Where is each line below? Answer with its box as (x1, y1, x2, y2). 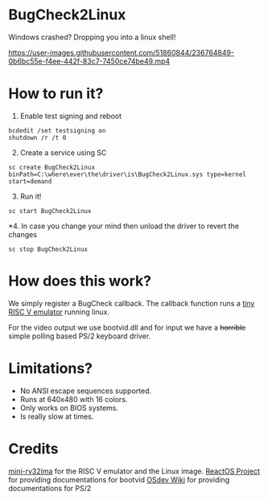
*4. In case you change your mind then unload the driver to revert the (8, 221, 240, 231)
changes (8, 229, 38, 239)
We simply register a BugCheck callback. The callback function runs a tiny (8, 298, 255, 308)
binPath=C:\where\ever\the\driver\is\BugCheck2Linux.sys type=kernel (8, 170, 247, 178)
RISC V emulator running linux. (8, 307, 110, 317)
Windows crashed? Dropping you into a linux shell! (8, 32, 176, 42)
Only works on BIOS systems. (19, 403, 119, 412)
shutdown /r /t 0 (8, 133, 67, 141)
